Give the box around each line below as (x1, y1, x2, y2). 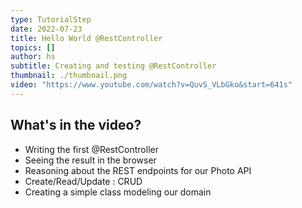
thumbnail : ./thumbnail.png (10, 71, 128, 81)
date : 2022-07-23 (10, 24, 83, 34)
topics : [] (10, 42, 56, 53)
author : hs (10, 52, 56, 62)
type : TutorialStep (10, 14, 92, 25)
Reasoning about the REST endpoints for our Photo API (24, 164, 252, 176)
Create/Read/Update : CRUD (24, 175, 143, 187)
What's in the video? (10, 117, 142, 134)
